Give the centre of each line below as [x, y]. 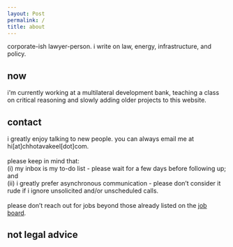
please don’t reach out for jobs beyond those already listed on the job [107, 205]
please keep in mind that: [44, 161]
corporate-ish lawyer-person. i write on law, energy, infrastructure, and [109, 47]
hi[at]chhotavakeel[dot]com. [48, 146]
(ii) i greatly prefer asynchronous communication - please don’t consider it [114, 183]
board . [17, 213]
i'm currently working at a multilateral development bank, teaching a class [113, 93]
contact [24, 122]
